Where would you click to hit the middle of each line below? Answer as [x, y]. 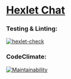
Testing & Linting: [32, 29]
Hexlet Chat [36, 10]
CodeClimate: [26, 57]
